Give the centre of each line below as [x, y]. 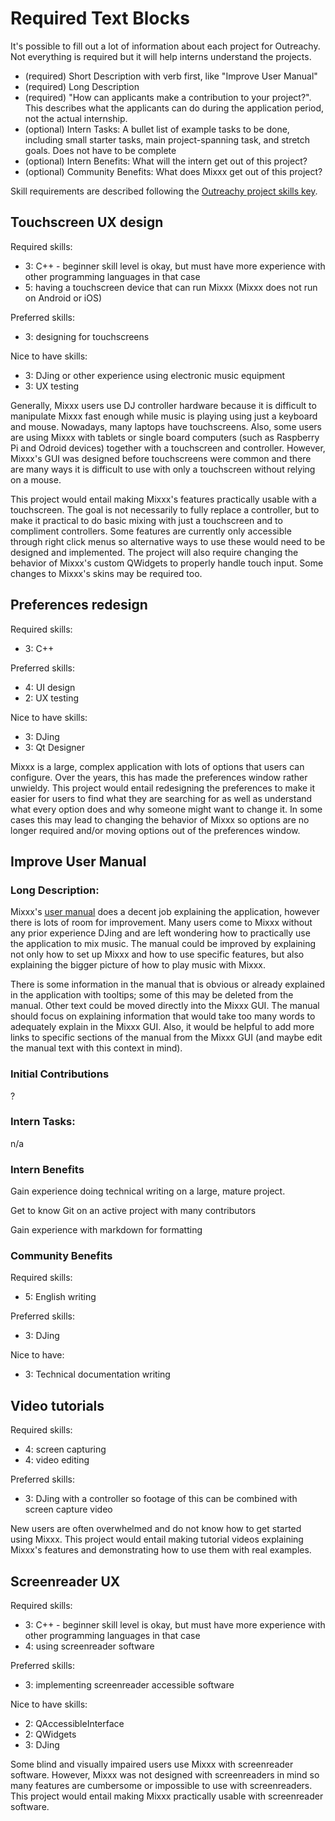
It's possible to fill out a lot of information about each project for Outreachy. [165, 46]
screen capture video [68, 1509]
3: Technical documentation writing [97, 1374]
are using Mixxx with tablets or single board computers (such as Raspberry [165, 437]
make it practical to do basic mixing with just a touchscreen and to [146, 520]
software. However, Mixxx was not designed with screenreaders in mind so [165, 1775]
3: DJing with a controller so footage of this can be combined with [161, 1499]
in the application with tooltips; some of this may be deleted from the [152, 995]
